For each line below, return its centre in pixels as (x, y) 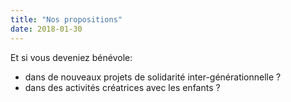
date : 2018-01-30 (46, 29)
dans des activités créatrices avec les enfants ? (122, 87)
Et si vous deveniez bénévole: (71, 57)
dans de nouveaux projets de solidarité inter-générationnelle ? (153, 77)
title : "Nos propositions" (66, 19)
